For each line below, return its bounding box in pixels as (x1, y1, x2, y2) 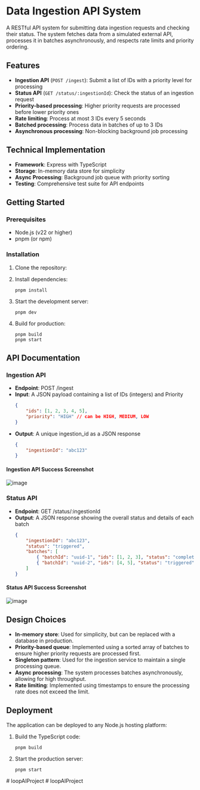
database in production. (14, 637, 73, 644)
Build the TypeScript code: (14, 733, 81, 740)
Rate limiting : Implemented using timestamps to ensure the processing (14, 681, 190, 689)
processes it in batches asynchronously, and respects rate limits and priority (6, 37, 194, 44)
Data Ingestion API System (6, 4, 141, 18)
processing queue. (14, 662, 61, 669)
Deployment (6, 705, 53, 716)
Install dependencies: (14, 275, 68, 283)
